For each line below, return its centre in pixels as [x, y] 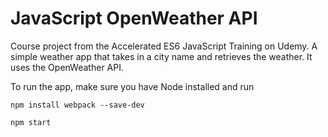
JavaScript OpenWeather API [134, 18]
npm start [31, 122]
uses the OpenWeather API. [67, 67]
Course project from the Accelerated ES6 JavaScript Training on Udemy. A [164, 46]
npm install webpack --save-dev [77, 105]
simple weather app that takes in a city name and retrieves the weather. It [161, 56]
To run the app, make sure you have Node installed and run [132, 86]
